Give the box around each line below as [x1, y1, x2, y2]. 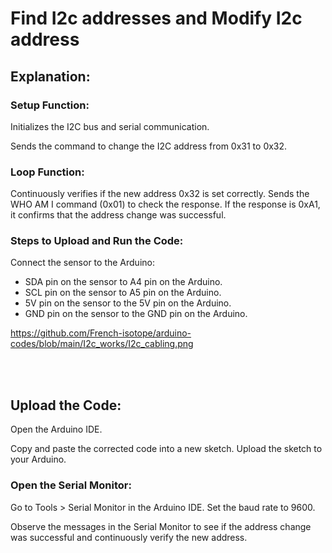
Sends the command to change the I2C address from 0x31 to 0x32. [10, 140, 288, 152]
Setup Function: [10, 98, 90, 112]
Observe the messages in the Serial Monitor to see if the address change [10, 520, 312, 532]
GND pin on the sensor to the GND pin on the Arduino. [24, 308, 248, 320]
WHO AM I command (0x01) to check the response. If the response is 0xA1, [10, 198, 321, 211]
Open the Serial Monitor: [10, 478, 132, 492]
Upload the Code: [10, 397, 122, 414]
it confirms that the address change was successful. [10, 209, 227, 221]
